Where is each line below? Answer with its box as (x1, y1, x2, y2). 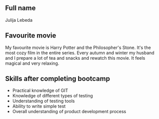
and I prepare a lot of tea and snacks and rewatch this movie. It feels (5, 55, 146, 61)
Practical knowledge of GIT (12, 87, 69, 93)
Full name (5, 4, 36, 12)
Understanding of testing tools (12, 98, 75, 104)
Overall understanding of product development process (12, 109, 127, 115)
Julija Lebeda (5, 17, 33, 23)
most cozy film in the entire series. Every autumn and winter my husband (5, 49, 155, 56)
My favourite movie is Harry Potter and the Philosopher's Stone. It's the (5, 44, 151, 50)
